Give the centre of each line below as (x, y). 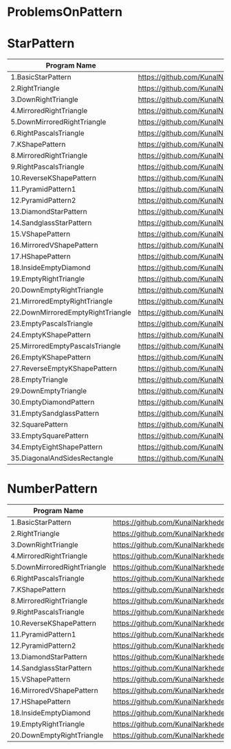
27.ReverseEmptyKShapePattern (64, 368)
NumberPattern (53, 489)
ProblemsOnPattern (65, 12)
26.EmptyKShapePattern (51, 357)
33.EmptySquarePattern (50, 436)
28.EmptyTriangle (40, 380)
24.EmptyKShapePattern (51, 335)
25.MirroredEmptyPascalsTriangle (66, 346)
